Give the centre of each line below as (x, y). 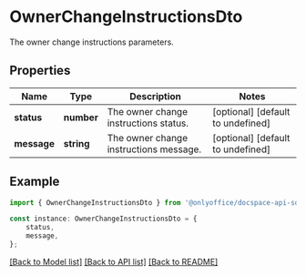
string (76, 143)
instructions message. (154, 149)
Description (155, 96)
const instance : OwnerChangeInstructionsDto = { (103, 219)
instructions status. (148, 123)
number (81, 118)
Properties (40, 71)
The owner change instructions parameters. (92, 42)
